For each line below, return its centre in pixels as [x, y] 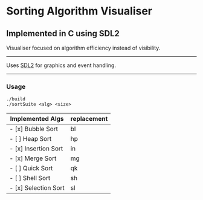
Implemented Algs [37, 119]
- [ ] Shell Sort [30, 178]
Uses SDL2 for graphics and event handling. [61, 65]
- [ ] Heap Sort [31, 139]
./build [16, 99]
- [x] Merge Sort [33, 158]
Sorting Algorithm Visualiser [79, 11]
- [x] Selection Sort [37, 188]
